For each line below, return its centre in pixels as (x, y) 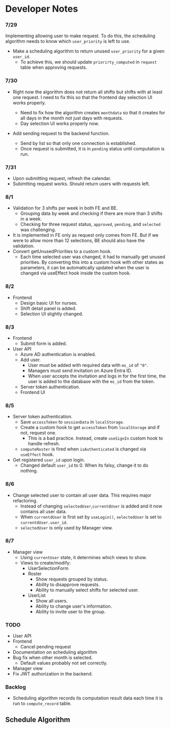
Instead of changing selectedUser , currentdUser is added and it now (91, 506)
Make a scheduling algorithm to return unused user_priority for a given (89, 51)
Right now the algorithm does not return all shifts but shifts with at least (88, 92)
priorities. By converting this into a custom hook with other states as (92, 262)
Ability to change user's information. (74, 606)
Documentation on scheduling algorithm (55, 652)
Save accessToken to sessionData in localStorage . (72, 422)
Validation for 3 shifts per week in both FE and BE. (65, 208)
